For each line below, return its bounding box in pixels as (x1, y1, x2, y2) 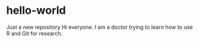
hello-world (6, 4, 67, 17)
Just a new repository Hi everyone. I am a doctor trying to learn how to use (6, 23, 194, 31)
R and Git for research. (6, 29, 63, 37)
